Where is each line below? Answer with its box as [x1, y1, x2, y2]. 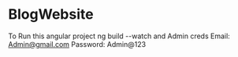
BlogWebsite [8, 5, 94, 23]
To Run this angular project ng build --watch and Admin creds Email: [8, 31, 230, 41]
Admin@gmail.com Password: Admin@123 [8, 39, 147, 48]
